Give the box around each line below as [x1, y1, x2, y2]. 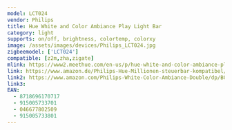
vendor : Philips [7, 17, 54, 23]
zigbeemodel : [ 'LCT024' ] [7, 49, 79, 56]
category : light [7, 29, 54, 36]
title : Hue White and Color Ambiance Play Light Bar [7, 23, 162, 30]
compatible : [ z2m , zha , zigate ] [7, 55, 95, 62]
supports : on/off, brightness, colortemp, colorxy [7, 36, 156, 43]
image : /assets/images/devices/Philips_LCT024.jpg [7, 42, 156, 49]
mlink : [7, 61, 26, 68]
